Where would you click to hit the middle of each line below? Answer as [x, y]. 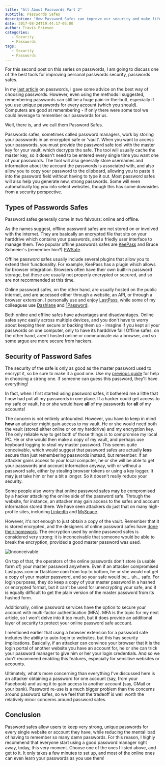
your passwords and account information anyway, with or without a [73, 466]
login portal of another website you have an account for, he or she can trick [81, 648]
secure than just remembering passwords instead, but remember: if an [76, 455]
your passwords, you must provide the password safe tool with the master [80, 145]
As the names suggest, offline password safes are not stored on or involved [82, 229]
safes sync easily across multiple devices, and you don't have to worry [77, 320]
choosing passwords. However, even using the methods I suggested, [75, 94]
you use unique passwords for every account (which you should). [71, 105]
